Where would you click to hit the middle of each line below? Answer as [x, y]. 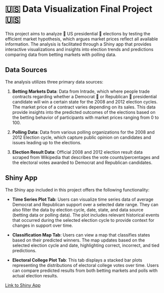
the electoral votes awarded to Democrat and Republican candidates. [82, 162]
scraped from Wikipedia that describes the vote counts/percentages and [86, 157]
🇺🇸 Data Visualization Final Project [79, 9]
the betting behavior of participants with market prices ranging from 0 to [85, 117]
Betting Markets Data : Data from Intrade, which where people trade [81, 91]
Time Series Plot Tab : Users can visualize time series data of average [83, 199]
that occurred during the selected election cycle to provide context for [83, 220]
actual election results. [35, 275]
